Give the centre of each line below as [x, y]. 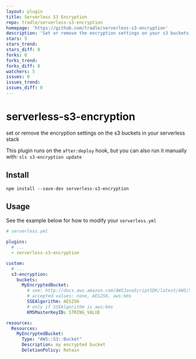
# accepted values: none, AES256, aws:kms [79, 296]
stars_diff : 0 [23, 50]
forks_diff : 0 [23, 66]
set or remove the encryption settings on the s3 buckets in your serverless [96, 133]
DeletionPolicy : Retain [50, 350]
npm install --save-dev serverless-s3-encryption [68, 189]
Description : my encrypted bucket [64, 345]
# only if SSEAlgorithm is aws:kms [70, 307]
